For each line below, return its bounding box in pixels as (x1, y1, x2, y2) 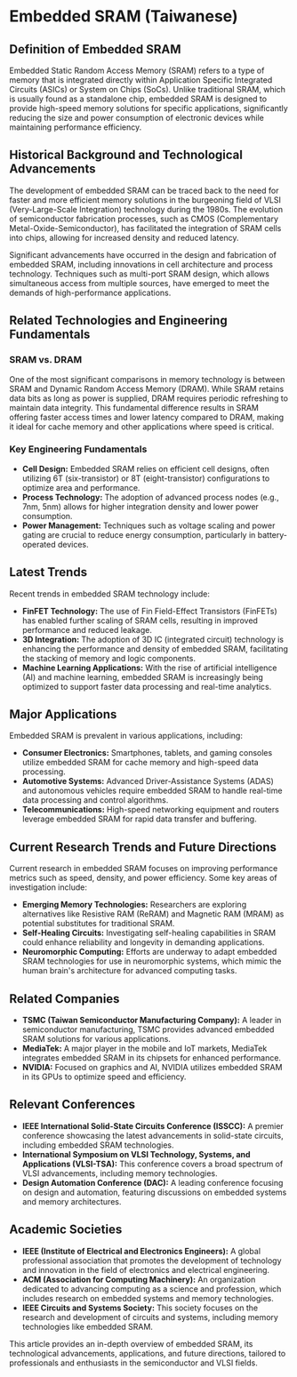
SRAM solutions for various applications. (21, 1034, 172, 1045)
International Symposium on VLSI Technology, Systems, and (21, 1149, 251, 1159)
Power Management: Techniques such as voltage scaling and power (21, 520, 276, 531)
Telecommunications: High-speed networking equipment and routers (21, 805, 280, 815)
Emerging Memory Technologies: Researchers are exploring (21, 900, 247, 910)
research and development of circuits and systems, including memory (21, 1311, 278, 1322)
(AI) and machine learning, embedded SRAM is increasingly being (21, 671, 264, 682)
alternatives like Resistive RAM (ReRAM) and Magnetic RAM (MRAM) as (21, 909, 285, 919)
